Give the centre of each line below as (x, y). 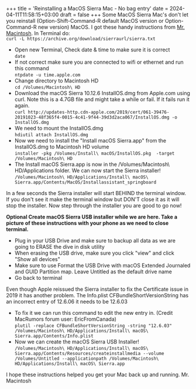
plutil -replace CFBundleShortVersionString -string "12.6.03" (93, 326)
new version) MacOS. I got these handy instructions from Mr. (111, 27)
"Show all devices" (37, 259)
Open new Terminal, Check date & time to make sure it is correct (92, 50)
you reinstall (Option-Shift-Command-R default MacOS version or (85, 21)
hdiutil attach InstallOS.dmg (51, 135)
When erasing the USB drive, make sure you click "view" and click (94, 253)
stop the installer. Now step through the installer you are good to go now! (94, 206)
